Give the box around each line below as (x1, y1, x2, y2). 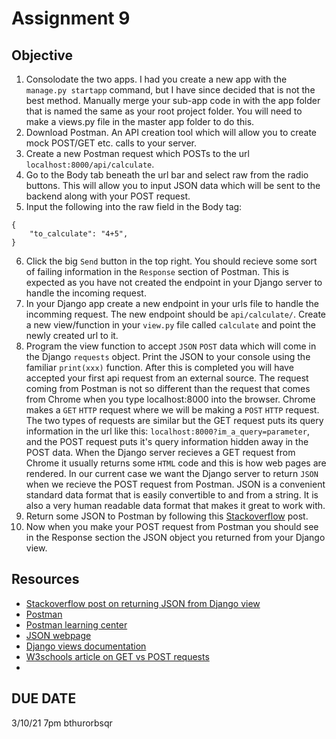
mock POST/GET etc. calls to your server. (25, 137, 197, 149)
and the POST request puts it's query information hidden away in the (25, 436, 309, 447)
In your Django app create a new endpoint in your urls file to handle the (25, 298, 319, 309)
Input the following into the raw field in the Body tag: (25, 201, 243, 212)
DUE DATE (11, 690, 77, 707)
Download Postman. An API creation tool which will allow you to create (25, 127, 318, 138)
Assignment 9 (11, 7, 131, 30)
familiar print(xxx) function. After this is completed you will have (25, 362, 294, 373)
